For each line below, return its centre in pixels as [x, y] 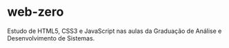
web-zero [36, 12]
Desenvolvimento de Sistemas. [51, 38]
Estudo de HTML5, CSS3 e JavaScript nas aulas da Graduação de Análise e [114, 31]
